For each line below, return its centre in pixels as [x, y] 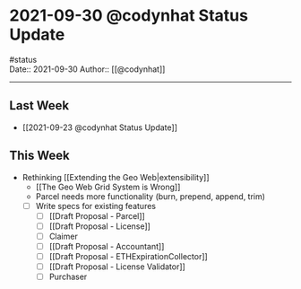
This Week [39, 156]
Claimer [63, 236]
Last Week [39, 105]
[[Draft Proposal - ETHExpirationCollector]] [128, 256]
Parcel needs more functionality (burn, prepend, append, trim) [150, 196]
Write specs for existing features [96, 206]
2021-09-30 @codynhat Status [129, 16]
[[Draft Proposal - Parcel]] [97, 215]
